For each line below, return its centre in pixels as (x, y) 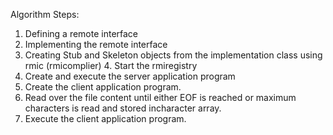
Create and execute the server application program (130, 76)
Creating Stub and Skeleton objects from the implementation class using (173, 55)
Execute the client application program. (105, 118)
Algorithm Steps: (45, 14)
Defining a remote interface (81, 33)
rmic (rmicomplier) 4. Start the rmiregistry (111, 65)
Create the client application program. (103, 87)
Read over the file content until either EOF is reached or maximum (160, 97)
